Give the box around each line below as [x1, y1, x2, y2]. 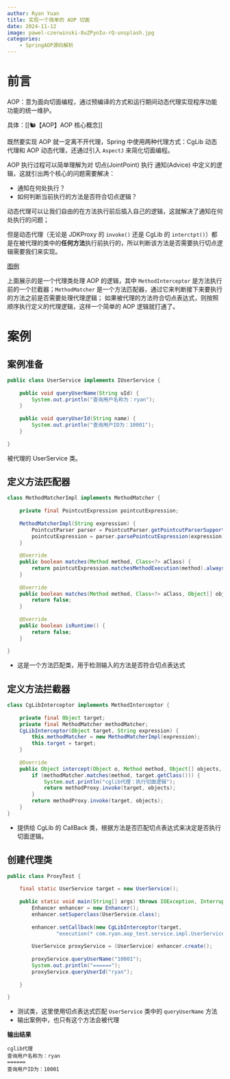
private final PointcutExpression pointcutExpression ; [19, 507, 179, 515]
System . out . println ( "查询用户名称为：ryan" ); [31, 396, 155, 403]
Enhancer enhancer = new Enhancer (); [31, 905, 139, 912]
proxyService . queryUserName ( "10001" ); [31, 955, 142, 962]
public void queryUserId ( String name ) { [19, 415, 136, 422]
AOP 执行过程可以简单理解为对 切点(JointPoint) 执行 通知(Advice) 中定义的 [7, 161, 217, 169]
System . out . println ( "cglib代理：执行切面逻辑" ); [43, 778, 176, 785]
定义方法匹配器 [7, 476, 71, 487]
